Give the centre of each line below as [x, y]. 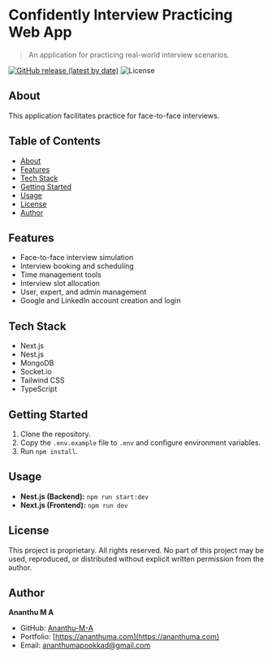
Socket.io [36, 372]
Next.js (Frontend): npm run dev [74, 504]
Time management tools [60, 275]
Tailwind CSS [42, 380]
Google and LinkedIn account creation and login [100, 301]
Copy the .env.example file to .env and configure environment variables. [140, 443]
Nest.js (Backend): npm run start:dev [84, 496]
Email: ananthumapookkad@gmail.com [85, 645]
